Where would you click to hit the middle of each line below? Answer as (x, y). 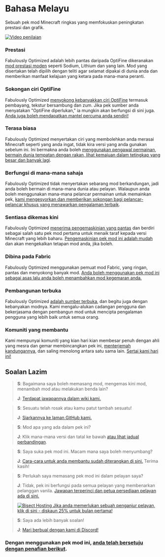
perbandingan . (32, 442)
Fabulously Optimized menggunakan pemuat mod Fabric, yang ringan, (76, 267)
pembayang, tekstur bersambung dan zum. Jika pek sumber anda (72, 105)
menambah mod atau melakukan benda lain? (63, 389)
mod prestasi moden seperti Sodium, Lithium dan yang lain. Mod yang (76, 66)
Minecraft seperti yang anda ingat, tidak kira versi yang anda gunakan (76, 144)
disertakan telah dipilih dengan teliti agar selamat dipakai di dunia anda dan (82, 71)
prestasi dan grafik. (25, 27)
